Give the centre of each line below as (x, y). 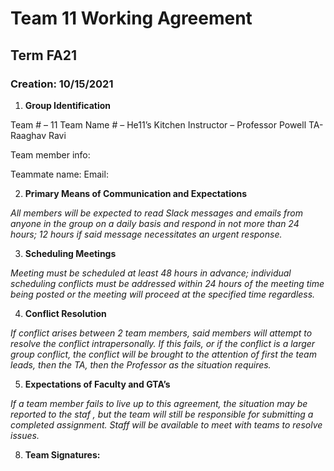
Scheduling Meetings (70, 253)
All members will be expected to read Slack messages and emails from (157, 213)
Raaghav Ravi (38, 135)
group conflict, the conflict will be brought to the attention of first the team (163, 354)
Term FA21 (44, 55)
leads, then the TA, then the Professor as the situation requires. (141, 364)
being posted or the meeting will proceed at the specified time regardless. (163, 294)
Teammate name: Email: (59, 174)
